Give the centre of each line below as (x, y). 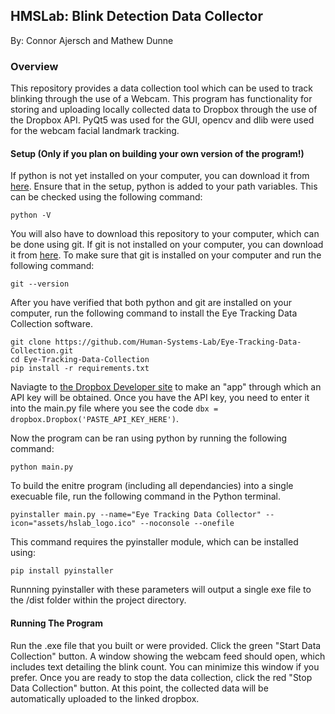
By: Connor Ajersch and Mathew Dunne (92, 40)
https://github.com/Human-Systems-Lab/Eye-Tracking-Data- (178, 342)
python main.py (42, 467)
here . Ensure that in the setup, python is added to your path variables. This (164, 186)
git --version (40, 284)
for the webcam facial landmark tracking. (95, 131)
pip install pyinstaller (62, 571)
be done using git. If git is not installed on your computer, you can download (167, 245)
